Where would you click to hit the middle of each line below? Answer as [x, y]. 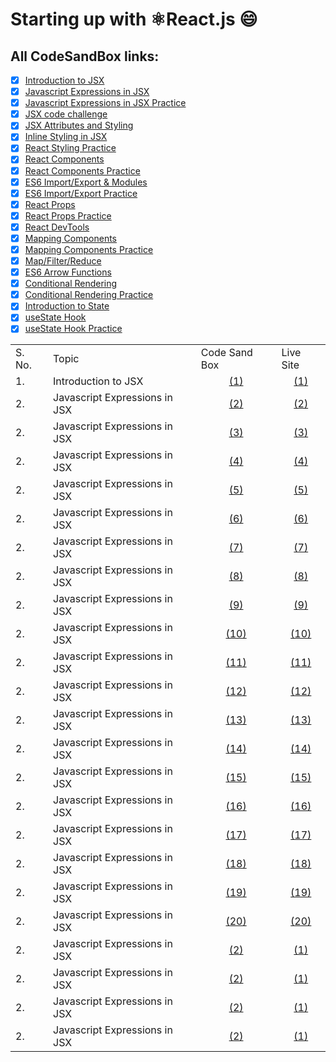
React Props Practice [68, 215]
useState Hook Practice [73, 329]
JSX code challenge [66, 114]
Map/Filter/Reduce [63, 261]
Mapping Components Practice [89, 249]
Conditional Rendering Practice [89, 295]
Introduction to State [67, 306]
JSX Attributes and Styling [79, 125]
